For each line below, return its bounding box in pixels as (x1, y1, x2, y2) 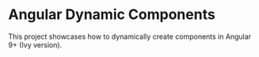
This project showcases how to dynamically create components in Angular (8, 32, 252, 41)
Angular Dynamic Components (8, 6, 215, 24)
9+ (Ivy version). (8, 40, 63, 49)
